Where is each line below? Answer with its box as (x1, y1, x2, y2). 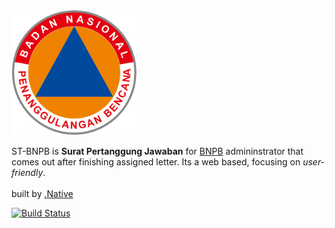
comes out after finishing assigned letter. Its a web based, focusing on (11, 156, 301, 168)
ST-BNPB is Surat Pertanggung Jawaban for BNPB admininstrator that (11, 145, 304, 157)
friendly (11, 167, 44, 178)
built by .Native (11, 188, 74, 199)
